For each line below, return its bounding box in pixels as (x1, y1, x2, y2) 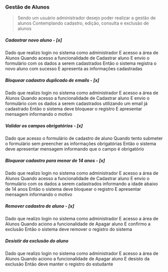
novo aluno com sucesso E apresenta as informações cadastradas (5, 66, 143, 72)
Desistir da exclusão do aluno (5, 237, 69, 244)
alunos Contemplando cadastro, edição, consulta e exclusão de (17, 20, 149, 26)
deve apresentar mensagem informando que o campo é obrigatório (5, 146, 144, 152)
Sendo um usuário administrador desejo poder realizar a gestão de (17, 15, 156, 21)
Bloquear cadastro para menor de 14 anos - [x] (5, 157, 105, 164)
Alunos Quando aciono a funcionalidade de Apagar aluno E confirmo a (5, 221, 151, 227)
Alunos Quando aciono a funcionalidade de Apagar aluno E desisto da (5, 256, 150, 262)
